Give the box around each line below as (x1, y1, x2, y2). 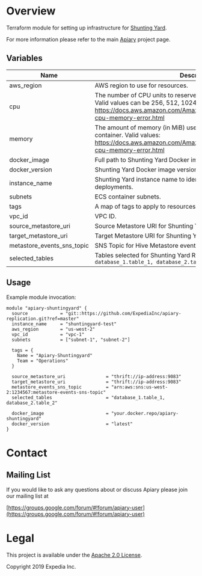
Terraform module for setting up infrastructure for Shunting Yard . (6, 24, 167, 31)
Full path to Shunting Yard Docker (94, 155, 189, 164)
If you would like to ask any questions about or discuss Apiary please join (6, 486, 188, 493)
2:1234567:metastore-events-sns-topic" (6, 389, 106, 395)
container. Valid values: (94, 130, 161, 139)
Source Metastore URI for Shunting (94, 221, 194, 230)
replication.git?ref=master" (6, 316, 79, 322)
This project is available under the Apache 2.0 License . (6, 551, 142, 559)
